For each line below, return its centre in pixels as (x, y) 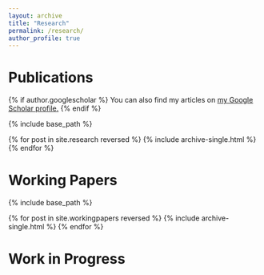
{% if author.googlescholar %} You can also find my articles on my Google (131, 100)
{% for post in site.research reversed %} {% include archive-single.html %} (132, 140)
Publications (51, 78)
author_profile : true (44, 38)
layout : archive (35, 16)
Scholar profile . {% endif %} (55, 108)
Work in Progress (67, 259)
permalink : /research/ (46, 30)
